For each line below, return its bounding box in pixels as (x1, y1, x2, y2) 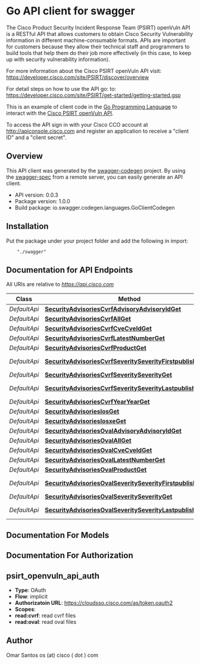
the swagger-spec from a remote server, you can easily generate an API (6, 173, 183, 180)
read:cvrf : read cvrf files (14, 611, 76, 619)
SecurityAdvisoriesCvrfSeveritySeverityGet (44, 371, 173, 379)
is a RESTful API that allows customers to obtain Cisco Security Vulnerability (6, 30, 193, 37)
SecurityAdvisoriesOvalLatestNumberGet (44, 456, 165, 464)
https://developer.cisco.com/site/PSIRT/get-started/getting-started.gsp (6, 91, 181, 99)
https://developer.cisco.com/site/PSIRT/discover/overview (6, 74, 149, 81)
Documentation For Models (6, 530, 110, 540)
